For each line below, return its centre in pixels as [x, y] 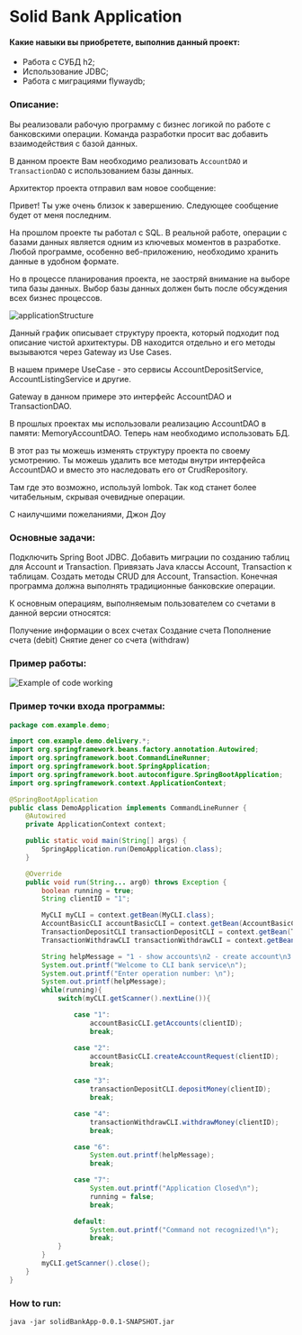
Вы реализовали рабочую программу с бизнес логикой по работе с [140, 124]
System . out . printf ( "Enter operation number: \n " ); [138, 974]
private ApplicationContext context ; [96, 825]
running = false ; [122, 1196]
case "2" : [92, 1047]
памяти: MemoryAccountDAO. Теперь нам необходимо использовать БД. [150, 433]
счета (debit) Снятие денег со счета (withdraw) [100, 640]
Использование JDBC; [66, 72]
